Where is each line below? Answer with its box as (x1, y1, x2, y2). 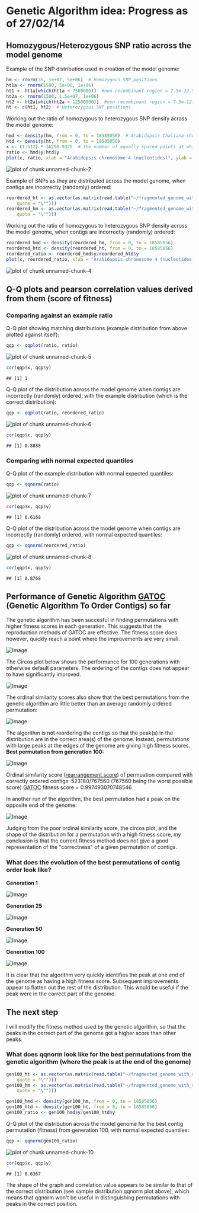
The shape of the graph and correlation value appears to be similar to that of (6, 1181, 193, 1188)
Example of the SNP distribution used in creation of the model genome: (6, 65, 180, 72)
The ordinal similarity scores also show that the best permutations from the (6, 694, 190, 701)
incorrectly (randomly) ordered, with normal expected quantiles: (6, 531, 163, 538)
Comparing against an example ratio (6, 311, 113, 320)
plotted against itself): (6, 331, 60, 339)
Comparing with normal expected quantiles (6, 457, 134, 465)
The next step (6, 1007, 58, 1017)
